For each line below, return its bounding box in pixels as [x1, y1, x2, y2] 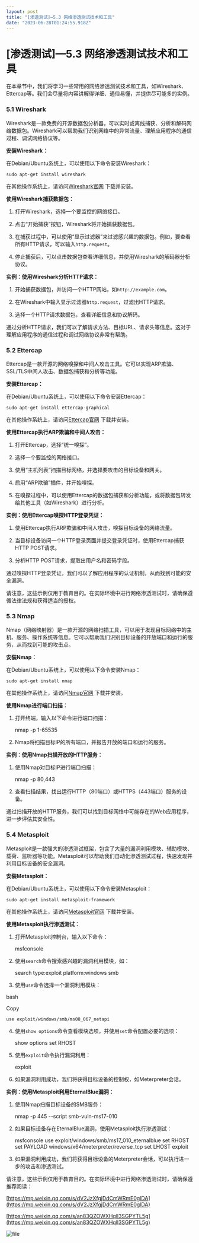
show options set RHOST [14, 1039, 76, 1046]
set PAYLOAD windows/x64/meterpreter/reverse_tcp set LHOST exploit [14, 1143, 188, 1150]
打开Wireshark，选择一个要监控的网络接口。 [14, 208, 123, 215]
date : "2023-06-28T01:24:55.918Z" [6, 20, 92, 26]
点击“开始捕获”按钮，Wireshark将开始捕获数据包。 [14, 220, 138, 227]
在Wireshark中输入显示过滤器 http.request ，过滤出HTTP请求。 [14, 298, 169, 306]
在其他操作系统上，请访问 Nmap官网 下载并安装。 [6, 689, 126, 697]
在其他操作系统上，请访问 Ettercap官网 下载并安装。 [6, 416, 132, 423]
